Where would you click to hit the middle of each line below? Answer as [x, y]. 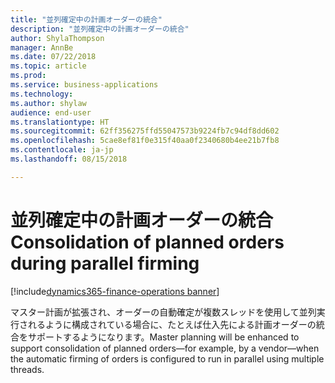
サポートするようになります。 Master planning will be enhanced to [163, 337]
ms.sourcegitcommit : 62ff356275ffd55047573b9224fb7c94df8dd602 [145, 131]
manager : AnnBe [42, 47]
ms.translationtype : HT [60, 122]
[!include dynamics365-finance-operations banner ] [115, 291]
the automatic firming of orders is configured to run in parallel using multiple [167, 358]
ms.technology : [42, 94]
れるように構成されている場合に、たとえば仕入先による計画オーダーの [172, 324]
